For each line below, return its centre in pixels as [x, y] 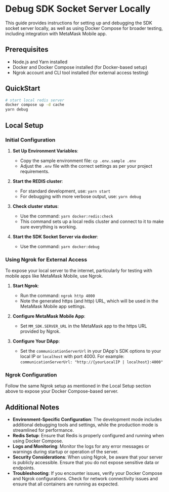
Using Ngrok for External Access [46, 259]
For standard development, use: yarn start [65, 191]
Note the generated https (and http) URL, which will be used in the [89, 301]
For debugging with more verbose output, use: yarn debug [81, 196]
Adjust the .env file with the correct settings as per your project [86, 166]
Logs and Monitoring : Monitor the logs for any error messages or [81, 446]
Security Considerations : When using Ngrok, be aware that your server [88, 457]
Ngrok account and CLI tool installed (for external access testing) [80, 72]
